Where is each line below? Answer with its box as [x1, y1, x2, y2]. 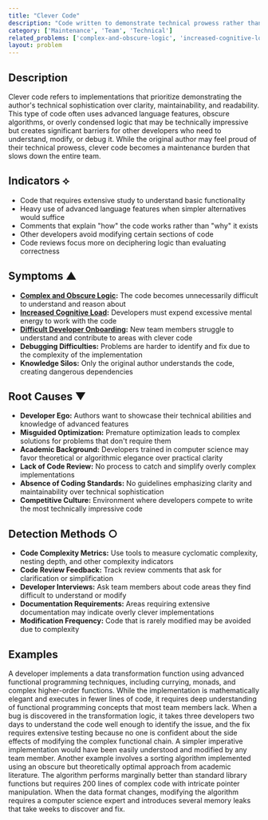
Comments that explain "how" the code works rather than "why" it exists [19, 221, 258, 230]
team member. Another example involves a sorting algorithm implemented [8, 754, 251, 763]
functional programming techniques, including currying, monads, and [8, 677, 236, 686]
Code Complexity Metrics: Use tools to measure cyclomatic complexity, [19, 548, 258, 558]
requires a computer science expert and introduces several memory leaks [8, 796, 251, 805]
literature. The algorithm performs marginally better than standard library [8, 771, 247, 779]
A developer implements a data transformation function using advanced [8, 669, 245, 678]
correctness [19, 246, 60, 256]
